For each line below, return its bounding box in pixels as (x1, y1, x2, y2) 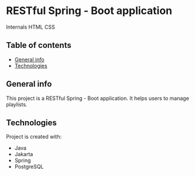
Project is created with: (6, 133, 62, 140)
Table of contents (6, 40, 71, 50)
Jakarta (14, 151, 33, 158)
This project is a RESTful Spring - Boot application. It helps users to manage (6, 95, 189, 102)
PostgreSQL (14, 163, 44, 170)
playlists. (6, 101, 28, 108)
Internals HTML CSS (6, 23, 56, 30)
